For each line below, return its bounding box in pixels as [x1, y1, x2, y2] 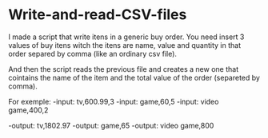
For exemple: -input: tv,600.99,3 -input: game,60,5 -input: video [8, 97, 219, 106]
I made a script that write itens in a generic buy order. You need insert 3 [8, 32, 245, 41]
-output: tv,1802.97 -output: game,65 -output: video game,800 [8, 120, 214, 130]
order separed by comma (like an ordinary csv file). [8, 49, 178, 58]
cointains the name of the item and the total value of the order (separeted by [8, 73, 260, 82]
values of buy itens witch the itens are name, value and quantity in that [8, 40, 242, 49]
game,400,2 [8, 105, 49, 115]
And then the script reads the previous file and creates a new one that [8, 64, 238, 73]
